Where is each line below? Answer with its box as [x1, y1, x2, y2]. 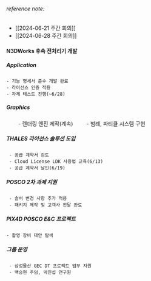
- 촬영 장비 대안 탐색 [6, 232, 53, 238]
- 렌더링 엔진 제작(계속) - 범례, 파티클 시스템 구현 [18, 119, 146, 127]
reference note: [6, 5, 45, 12]
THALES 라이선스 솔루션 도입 [6, 135, 76, 143]
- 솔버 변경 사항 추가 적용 [8, 195, 67, 201]
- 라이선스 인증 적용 [6, 84, 51, 91]
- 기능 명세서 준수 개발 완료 [6, 78, 69, 84]
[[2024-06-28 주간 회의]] [15, 32, 77, 40]
